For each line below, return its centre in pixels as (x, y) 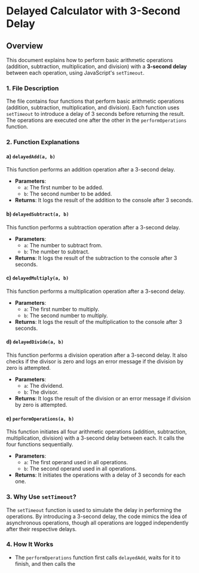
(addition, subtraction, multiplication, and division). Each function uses (93, 108)
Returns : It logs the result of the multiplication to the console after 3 (98, 321)
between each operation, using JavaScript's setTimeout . (75, 73)
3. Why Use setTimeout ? (41, 497)
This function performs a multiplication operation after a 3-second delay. (96, 291)
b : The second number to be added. (68, 194)
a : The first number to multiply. (62, 309)
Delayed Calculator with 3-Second (93, 11)
